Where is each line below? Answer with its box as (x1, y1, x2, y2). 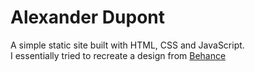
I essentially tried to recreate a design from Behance (10, 49, 227, 61)
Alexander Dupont (10, 6, 166, 29)
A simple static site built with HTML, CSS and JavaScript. (10, 39, 245, 51)
